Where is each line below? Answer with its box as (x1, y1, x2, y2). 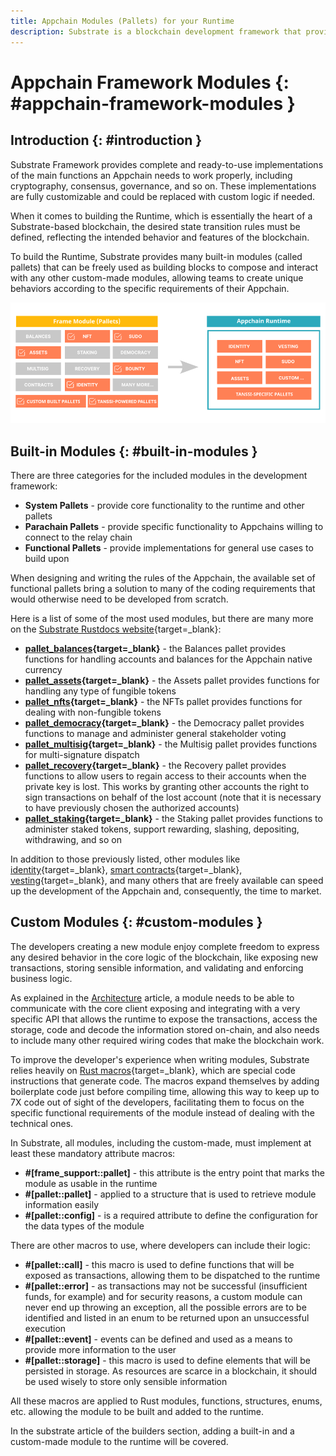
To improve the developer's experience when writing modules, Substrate (10, 1053, 310, 1065)
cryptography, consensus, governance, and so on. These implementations (10, 180, 317, 192)
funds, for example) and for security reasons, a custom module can (24, 1290, 303, 1302)
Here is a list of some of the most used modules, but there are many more (10, 612, 314, 624)
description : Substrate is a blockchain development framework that (10, 26, 302, 37)
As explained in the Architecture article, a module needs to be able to (10, 991, 295, 1004)
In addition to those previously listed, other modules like (10, 853, 241, 865)
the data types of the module (24, 1220, 145, 1232)
